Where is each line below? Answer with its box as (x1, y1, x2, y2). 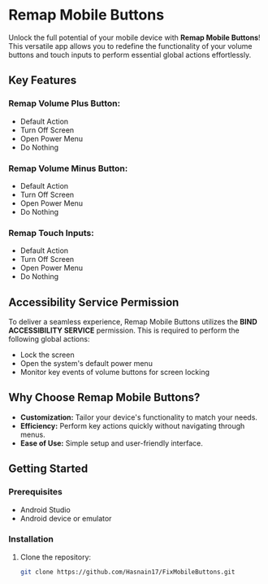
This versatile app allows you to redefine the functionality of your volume (8, 41, 253, 50)
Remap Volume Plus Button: (8, 98, 120, 109)
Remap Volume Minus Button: (8, 163, 128, 174)
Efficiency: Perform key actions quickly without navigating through (19, 421, 245, 430)
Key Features (8, 73, 77, 87)
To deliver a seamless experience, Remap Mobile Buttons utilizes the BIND (8, 317, 257, 327)
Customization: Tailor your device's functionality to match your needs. (19, 412, 258, 422)
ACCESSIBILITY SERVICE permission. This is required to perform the (8, 325, 240, 335)
